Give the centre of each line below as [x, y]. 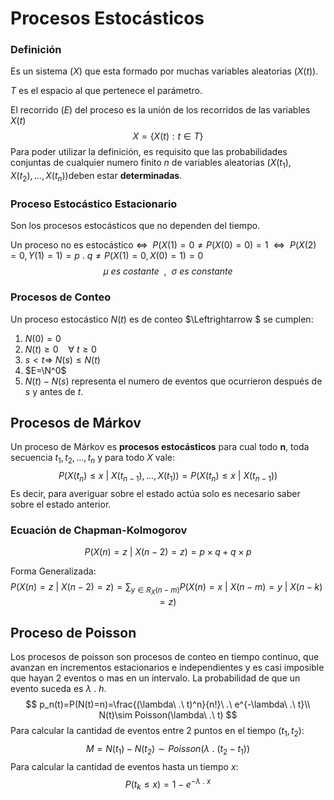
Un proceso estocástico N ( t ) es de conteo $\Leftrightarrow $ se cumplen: [162, 319]
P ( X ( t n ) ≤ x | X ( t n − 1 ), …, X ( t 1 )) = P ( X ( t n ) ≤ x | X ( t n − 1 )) [168, 477]
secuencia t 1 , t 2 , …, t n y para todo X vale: [93, 459]
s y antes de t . [54, 391]
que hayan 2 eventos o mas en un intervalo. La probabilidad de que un [155, 678]
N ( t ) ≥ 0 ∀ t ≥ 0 [60, 349]
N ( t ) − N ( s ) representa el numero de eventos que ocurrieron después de [173, 381]
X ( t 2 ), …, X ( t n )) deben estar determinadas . [96, 177]
